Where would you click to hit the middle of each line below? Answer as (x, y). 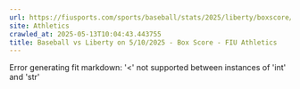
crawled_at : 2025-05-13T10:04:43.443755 (86, 34)
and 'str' (25, 77)
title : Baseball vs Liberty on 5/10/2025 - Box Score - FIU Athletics (143, 42)
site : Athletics (39, 26)
